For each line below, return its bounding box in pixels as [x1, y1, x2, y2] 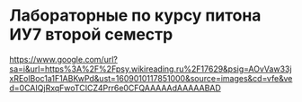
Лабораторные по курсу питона [9, 5, 262, 26]
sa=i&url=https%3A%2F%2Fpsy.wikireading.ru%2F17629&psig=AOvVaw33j [9, 64, 292, 74]
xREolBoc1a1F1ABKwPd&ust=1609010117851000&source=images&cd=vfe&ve [9, 72, 293, 83]
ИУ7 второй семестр [9, 24, 173, 45]
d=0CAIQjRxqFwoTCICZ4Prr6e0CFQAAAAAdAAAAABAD [9, 82, 222, 93]
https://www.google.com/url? [9, 54, 119, 64]
